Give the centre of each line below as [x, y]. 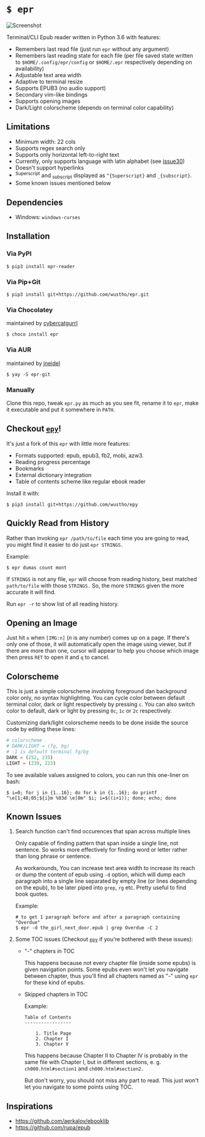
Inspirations [30, 1106]
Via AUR [19, 350]
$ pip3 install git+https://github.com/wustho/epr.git [78, 295]
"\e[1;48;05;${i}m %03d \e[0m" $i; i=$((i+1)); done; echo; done [91, 798]
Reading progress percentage [53, 462]
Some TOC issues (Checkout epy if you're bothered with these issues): [104, 939]
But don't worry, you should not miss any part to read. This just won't [111, 1081]
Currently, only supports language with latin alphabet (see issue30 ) [100, 161]
